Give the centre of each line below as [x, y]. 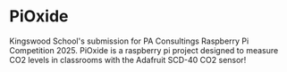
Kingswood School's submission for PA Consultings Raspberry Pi [129, 41]
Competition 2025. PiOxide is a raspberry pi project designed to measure [144, 50]
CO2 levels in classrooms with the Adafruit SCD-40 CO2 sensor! [128, 60]
